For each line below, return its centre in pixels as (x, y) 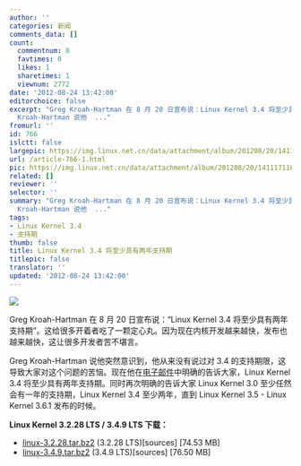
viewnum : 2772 (43, 84)
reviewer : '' (34, 185)
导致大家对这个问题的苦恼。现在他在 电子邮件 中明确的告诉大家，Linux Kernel (150, 372)
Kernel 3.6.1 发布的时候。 (55, 405)
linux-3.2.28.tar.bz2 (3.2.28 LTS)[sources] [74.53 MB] (121, 442)
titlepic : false (39, 259)
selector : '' (34, 193)
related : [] (31, 176)
